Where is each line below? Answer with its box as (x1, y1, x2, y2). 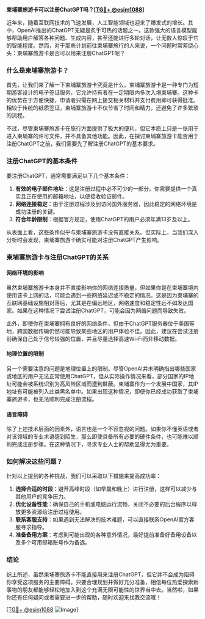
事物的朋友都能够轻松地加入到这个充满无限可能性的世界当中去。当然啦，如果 (6, 586, 199, 593)
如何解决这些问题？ (6, 458, 63, 466)
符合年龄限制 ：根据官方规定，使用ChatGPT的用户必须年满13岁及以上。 (15, 215, 193, 222)
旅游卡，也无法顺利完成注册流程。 (11, 395, 98, 403)
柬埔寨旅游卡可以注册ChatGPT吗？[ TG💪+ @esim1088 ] (6, 6, 145, 13)
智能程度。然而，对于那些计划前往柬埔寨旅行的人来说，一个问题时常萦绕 (11, 42, 193, 49)
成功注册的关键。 (15, 208, 59, 215)
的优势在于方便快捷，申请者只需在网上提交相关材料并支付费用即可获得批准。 (6, 97, 199, 104)
